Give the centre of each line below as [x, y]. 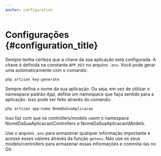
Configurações [37, 34]
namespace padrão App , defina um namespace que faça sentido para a [80, 94]
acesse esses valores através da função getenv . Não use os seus [73, 138]
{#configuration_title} [52, 45]
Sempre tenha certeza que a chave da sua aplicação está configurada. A [80, 59]
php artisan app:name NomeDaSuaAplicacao [49, 109]
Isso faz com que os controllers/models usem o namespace [67, 118]
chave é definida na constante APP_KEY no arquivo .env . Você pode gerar [80, 65]
